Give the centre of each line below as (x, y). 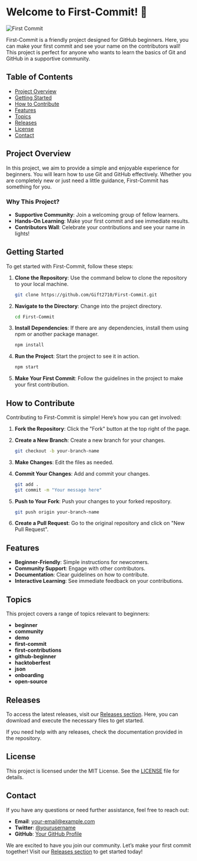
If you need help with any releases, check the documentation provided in (94, 732)
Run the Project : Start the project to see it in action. (77, 357)
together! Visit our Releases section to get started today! (74, 852)
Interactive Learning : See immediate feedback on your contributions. (99, 581)
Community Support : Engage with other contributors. (80, 569)
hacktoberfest (33, 663)
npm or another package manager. (56, 334)
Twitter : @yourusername (45, 827)
